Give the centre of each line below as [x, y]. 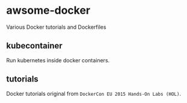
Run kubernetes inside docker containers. [58, 60]
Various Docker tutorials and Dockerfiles [56, 27]
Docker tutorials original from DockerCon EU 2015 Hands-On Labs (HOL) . [94, 93]
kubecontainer [35, 46]
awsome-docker [48, 10]
